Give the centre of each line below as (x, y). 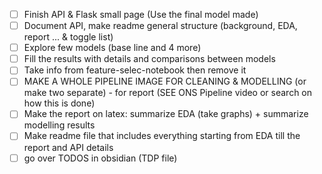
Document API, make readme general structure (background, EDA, (160, 26)
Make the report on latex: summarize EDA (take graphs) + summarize (166, 114)
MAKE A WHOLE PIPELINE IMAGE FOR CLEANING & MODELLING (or (165, 81)
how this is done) (59, 103)
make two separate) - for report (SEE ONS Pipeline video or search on (168, 93)
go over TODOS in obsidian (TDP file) (100, 158)
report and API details (68, 147)
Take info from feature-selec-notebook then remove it (135, 70)
